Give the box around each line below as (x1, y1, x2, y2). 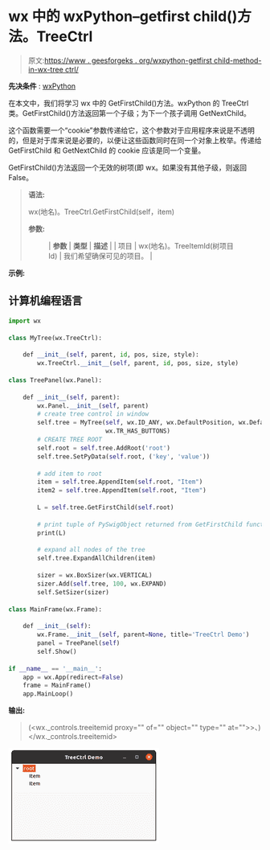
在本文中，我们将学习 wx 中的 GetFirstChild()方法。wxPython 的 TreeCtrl (8, 98, 249, 108)
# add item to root (37, 470, 103, 478)
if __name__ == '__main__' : (8, 664, 103, 672)
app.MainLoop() (22, 690, 74, 698)
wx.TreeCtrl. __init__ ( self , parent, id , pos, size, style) (37, 359, 239, 368)
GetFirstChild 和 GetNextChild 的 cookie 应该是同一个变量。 (8, 146, 206, 155)
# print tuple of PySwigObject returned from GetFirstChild (37, 520, 243, 528)
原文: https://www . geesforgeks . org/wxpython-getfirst (27, 55, 213, 65)
